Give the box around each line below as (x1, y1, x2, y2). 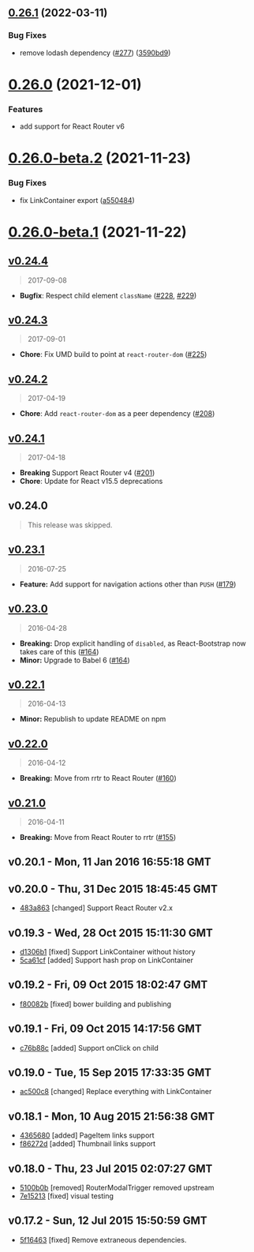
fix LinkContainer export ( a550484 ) (19, 195, 136, 204)
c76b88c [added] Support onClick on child (19, 1043, 159, 1052)
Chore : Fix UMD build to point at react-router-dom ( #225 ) (19, 350, 207, 359)
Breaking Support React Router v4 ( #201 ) (19, 468, 155, 478)
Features (8, 103, 43, 114)
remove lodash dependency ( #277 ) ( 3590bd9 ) (19, 47, 171, 58)
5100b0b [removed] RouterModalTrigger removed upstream (19, 1183, 215, 1193)
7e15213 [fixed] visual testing (19, 1191, 114, 1201)
